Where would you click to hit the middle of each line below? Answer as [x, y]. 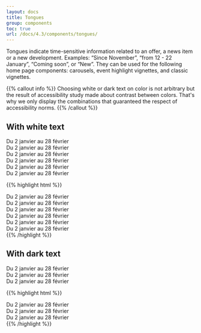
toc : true [19, 29]
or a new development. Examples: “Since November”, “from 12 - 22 [89, 58]
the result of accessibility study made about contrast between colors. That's [100, 95]
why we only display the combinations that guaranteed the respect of [92, 101]
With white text [35, 127]
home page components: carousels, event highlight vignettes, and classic [97, 70]
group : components [29, 23]
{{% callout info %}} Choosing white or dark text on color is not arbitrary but [100, 89]
